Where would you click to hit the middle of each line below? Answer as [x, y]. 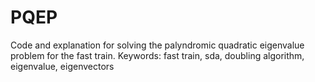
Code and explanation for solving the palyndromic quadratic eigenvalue [157, 45]
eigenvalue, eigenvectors [62, 66]
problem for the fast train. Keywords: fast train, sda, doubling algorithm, [157, 55]
